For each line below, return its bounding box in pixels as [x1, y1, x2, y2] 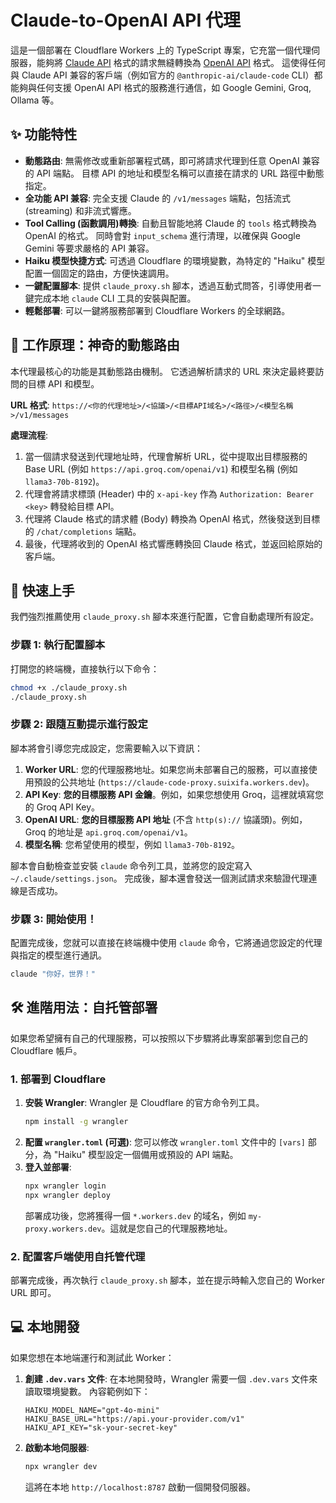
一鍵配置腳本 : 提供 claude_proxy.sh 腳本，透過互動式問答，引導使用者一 [24, 279, 322, 291]
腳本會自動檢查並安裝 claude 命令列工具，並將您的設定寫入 [10, 859, 253, 871]
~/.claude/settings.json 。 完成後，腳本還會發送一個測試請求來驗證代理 [10, 872, 309, 884]
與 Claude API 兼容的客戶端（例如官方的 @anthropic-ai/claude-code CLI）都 [10, 69, 323, 81]
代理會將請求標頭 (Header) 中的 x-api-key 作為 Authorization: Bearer [24, 487, 315, 500]
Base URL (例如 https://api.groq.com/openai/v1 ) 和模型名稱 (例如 [24, 462, 298, 475]
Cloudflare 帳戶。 [10, 1044, 83, 1056]
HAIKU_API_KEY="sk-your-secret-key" [24, 1422, 178, 1433]
